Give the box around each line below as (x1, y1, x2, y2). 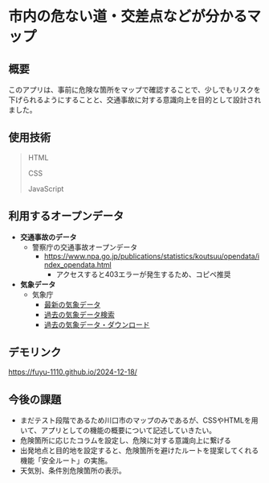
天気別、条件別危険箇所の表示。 (19, 466, 126, 476)
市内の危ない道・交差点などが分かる (8, 7, 247, 26)
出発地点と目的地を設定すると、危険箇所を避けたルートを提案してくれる (19, 446, 259, 456)
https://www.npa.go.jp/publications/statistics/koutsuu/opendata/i (43, 251, 259, 261)
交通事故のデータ (19, 232, 77, 242)
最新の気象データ (43, 299, 101, 309)
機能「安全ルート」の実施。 (19, 456, 112, 465)
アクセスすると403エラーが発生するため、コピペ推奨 (55, 269, 231, 279)
